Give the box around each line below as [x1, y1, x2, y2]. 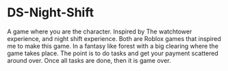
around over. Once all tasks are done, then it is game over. [7, 56, 171, 64]
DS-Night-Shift [7, 5, 94, 20]
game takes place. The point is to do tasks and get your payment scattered [7, 49, 219, 57]
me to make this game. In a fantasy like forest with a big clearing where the [7, 42, 219, 50]
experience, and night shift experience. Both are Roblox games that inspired [7, 34, 221, 42]
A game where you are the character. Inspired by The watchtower [7, 27, 192, 35]
